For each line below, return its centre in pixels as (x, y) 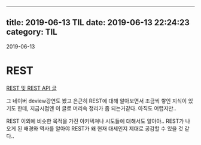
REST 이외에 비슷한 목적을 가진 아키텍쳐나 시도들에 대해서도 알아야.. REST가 (95, 121)
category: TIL (32, 32)
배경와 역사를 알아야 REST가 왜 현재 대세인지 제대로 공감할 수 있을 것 (103, 128)
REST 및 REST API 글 (31, 88)
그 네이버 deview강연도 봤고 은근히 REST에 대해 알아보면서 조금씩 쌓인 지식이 (97, 101)
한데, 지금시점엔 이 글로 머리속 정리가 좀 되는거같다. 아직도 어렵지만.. (97, 108)
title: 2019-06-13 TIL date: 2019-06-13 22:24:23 (98, 22)
